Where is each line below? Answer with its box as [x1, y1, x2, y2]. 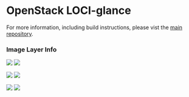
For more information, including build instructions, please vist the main [6, 24, 183, 31]
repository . [6, 30, 33, 37]
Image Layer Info [6, 45, 57, 53]
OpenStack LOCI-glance [6, 4, 132, 18]
